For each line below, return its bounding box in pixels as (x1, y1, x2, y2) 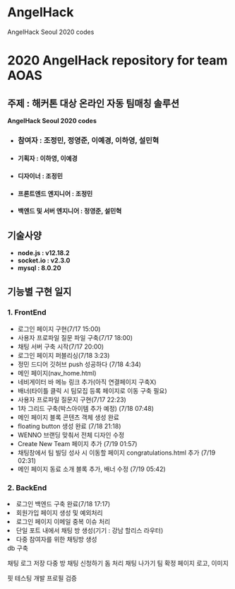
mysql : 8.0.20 (17, 264, 61, 272)
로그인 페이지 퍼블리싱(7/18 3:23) (17, 351, 110, 359)
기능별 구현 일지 (7, 286, 72, 298)
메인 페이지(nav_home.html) (17, 368, 97, 377)
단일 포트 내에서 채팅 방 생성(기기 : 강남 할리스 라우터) (16, 526, 164, 535)
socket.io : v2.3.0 (17, 256, 71, 265)
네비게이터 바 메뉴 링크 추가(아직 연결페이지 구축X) (17, 378, 157, 386)
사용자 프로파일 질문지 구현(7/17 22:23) (17, 395, 127, 404)
